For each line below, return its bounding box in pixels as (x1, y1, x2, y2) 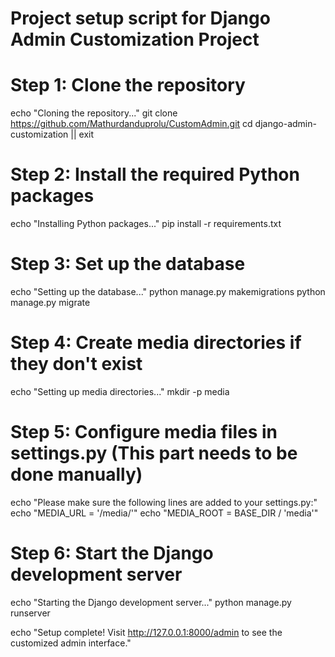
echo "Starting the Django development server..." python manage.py (10, 596, 292, 608)
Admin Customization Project (10, 28, 260, 51)
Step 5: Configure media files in (10, 421, 278, 444)
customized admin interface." (10, 637, 132, 649)
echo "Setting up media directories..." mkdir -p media (10, 385, 230, 397)
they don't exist (10, 353, 143, 376)
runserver (10, 607, 51, 619)
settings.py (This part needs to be (10, 442, 298, 465)
